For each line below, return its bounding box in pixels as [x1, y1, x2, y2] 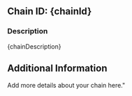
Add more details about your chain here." [7, 81, 126, 89]
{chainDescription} [7, 42, 61, 51]
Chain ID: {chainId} [7, 6, 92, 17]
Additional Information [7, 63, 108, 74]
